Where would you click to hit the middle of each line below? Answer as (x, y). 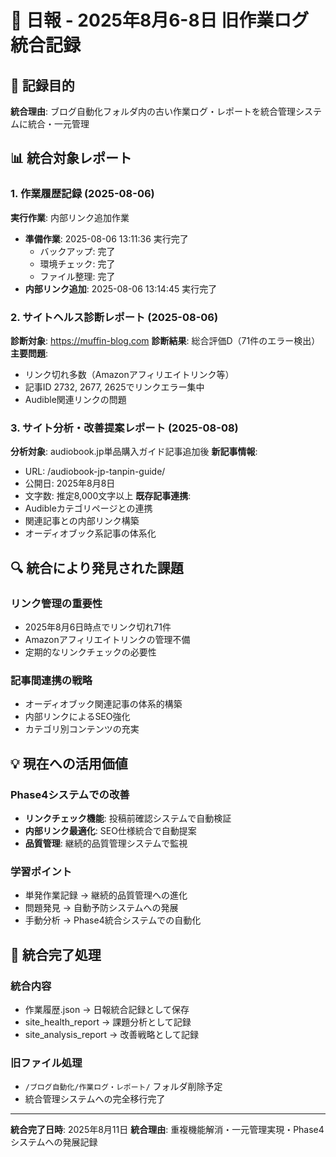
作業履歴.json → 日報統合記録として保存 (107, 1009)
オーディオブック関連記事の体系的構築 (103, 704)
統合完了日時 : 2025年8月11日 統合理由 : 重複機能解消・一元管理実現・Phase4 (167, 1130)
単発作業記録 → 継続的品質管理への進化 (106, 895)
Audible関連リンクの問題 (75, 399)
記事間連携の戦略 (51, 680)
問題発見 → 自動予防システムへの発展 (101, 908)
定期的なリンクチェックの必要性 (90, 652)
